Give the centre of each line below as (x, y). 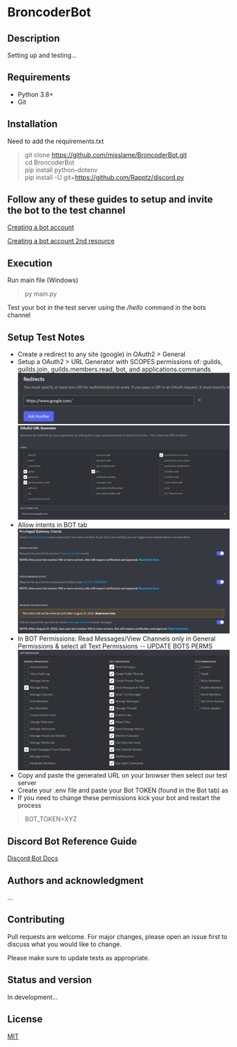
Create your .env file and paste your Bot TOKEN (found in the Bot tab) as (123, 790)
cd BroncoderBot (49, 162)
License (25, 1019)
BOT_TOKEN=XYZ (51, 819)
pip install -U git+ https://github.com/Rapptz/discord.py (104, 177)
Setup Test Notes (46, 337)
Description (34, 38)
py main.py (41, 294)
